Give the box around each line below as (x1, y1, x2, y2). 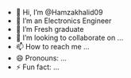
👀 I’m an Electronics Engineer (15, 16, 112, 25)
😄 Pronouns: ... (15, 53, 67, 63)
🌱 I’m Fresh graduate (15, 25, 84, 33)
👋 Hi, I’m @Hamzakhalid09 (15, 8, 103, 17)
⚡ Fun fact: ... (15, 62, 60, 72)
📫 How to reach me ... (15, 42, 90, 51)
